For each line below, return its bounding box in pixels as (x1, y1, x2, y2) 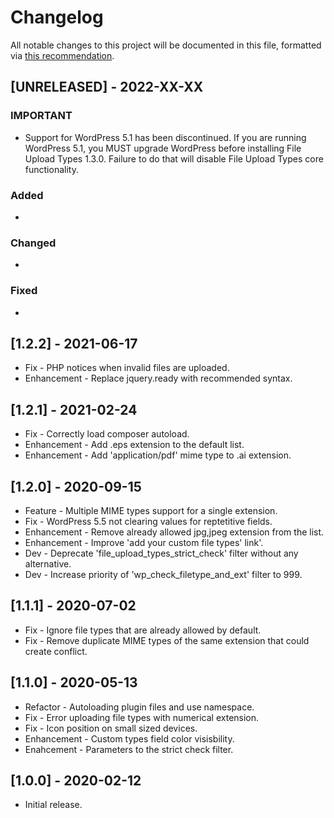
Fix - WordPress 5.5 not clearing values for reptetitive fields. (24, 515, 273, 527)
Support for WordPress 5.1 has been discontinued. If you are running (24, 131, 307, 143)
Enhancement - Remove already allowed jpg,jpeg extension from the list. (24, 526, 325, 538)
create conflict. (24, 645, 88, 657)
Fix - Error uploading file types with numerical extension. (24, 711, 260, 723)
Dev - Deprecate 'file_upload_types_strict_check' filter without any (24, 547, 299, 559)
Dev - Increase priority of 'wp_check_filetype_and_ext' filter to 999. (24, 568, 303, 580)
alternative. (24, 557, 72, 570)
